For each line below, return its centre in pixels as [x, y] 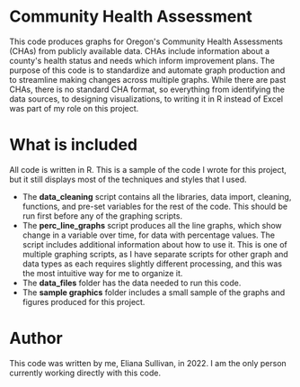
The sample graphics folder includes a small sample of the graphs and [154, 292]
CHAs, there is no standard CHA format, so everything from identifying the [147, 89]
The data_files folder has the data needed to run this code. [132, 283]
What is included [74, 145]
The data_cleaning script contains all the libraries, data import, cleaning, [157, 196]
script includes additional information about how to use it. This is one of [154, 244]
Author [36, 338]
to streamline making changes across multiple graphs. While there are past [148, 79]
